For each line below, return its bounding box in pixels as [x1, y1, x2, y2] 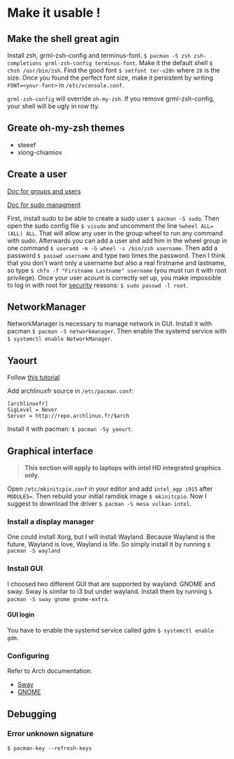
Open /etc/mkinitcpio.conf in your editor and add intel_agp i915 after [7, 484, 213, 493]
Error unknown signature [7, 729, 94, 739]
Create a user [7, 168, 68, 180]
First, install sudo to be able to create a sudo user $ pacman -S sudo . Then [7, 214, 220, 222]
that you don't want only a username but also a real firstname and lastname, [7, 259, 226, 267]
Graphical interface [7, 445, 94, 457]
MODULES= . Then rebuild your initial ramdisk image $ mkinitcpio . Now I [7, 492, 207, 500]
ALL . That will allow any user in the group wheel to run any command [25, 229, 224, 237]
